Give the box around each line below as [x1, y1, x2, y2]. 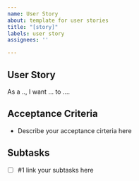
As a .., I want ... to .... [7, 87, 71, 96]
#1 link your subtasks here [17, 166, 94, 174]
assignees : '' [7, 37, 49, 44]
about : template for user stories [7, 17, 109, 24]
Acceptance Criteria [7, 108, 98, 120]
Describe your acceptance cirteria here [17, 126, 132, 135]
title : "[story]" [7, 23, 59, 30]
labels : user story [7, 30, 65, 37]
